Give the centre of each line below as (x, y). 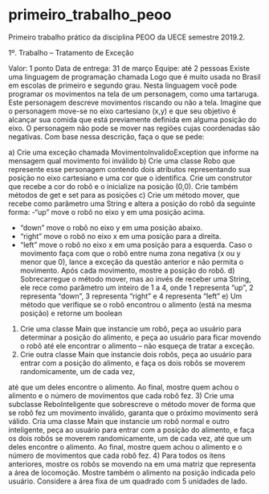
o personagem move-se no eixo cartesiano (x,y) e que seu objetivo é (122, 111)
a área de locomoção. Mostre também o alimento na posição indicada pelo (132, 472)
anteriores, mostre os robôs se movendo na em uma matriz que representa (132, 463)
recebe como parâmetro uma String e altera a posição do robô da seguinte (132, 204)
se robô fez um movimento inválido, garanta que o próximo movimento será (133, 413)
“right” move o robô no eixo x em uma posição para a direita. (120, 236)
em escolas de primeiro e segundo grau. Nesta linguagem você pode (122, 85)
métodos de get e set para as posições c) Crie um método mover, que (124, 195)
